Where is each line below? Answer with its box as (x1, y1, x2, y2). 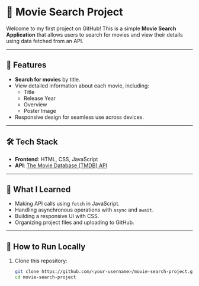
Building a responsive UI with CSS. (14, 213, 99, 220)
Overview (23, 100, 47, 108)
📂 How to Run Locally (6, 242, 86, 252)
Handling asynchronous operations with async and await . (14, 206, 154, 213)
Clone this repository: (14, 257, 68, 265)
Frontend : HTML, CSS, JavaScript (14, 155, 98, 162)
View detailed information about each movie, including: (14, 82, 149, 89)
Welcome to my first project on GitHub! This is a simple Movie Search (6, 25, 176, 32)
